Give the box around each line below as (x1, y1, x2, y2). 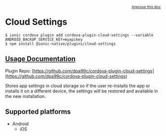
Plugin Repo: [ (5, 68, 34, 74)
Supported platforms (5, 108, 71, 116)
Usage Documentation (5, 55, 76, 63)
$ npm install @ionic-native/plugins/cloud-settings (5, 41, 116, 46)
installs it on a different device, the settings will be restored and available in (5, 88, 158, 94)
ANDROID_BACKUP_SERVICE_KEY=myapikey (5, 37, 83, 42)
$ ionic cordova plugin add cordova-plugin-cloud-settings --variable (5, 33, 154, 38)
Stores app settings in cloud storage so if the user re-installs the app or (5, 83, 150, 89)
